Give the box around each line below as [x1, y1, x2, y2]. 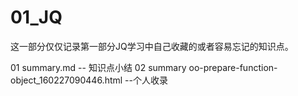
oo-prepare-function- [188, 61, 278, 73]
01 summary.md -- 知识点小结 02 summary [10, 61, 187, 73]
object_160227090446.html [10, 74, 123, 86]
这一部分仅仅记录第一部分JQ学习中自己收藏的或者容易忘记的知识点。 [10, 40, 294, 52]
